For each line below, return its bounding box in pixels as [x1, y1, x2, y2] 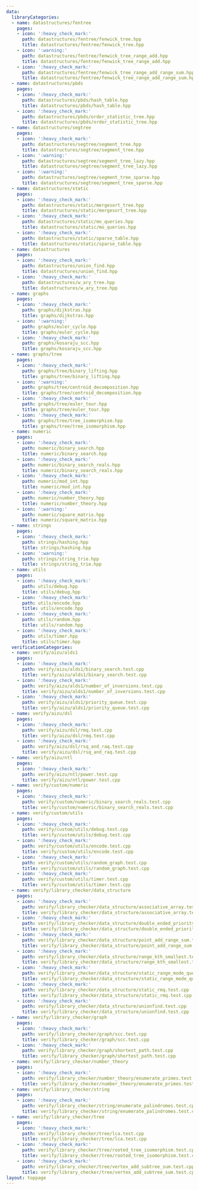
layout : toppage [6, 1175, 46, 1180]
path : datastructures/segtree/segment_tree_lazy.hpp [21, 158, 155, 164]
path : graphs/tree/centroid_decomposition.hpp [21, 385, 139, 391]
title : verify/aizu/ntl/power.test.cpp [21, 777, 120, 783]
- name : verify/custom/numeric [11, 782, 89, 788]
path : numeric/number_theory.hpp [21, 495, 105, 501]
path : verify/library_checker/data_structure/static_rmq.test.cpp [21, 987, 190, 993]
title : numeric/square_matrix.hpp [21, 517, 108, 523]
